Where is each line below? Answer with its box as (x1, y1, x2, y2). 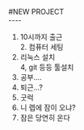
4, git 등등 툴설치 (19, 62, 74, 72)
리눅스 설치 (19, 52, 56, 61)
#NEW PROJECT (8, 7, 65, 16)
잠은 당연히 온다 (19, 113, 70, 122)
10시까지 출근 (19, 32, 63, 41)
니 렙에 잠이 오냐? (19, 103, 76, 112)
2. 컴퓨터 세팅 (19, 42, 64, 52)
